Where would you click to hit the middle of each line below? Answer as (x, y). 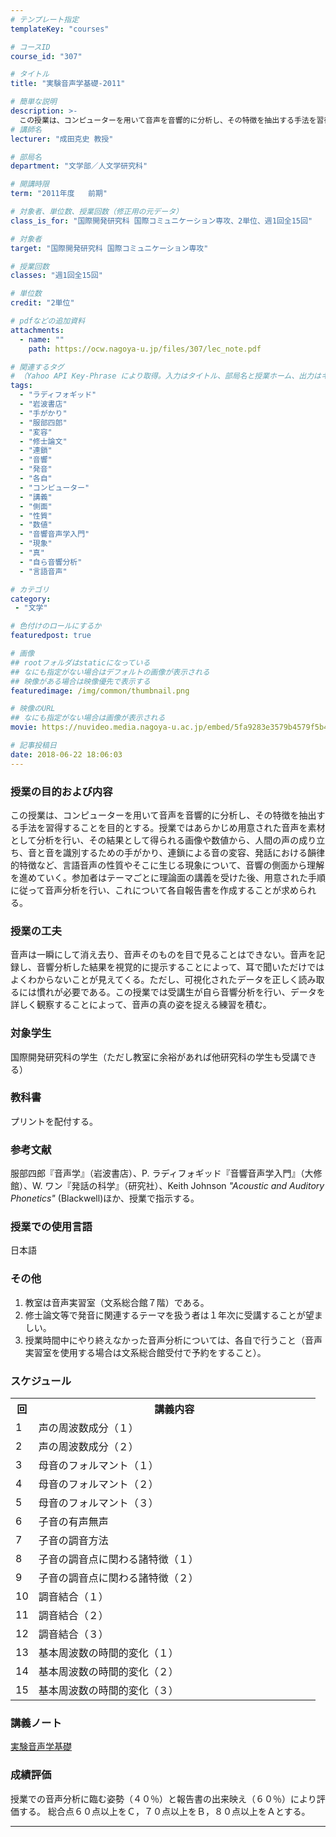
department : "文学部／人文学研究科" (79, 166)
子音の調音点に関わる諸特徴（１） (118, 1559)
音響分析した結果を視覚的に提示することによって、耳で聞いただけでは (180, 967)
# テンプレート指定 (45, 19)
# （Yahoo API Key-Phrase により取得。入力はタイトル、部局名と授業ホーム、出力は (166, 376)
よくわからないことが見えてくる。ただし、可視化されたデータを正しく (154, 980)
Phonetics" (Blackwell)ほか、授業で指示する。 (105, 1198)
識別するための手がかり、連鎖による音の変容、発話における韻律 (194, 852)
